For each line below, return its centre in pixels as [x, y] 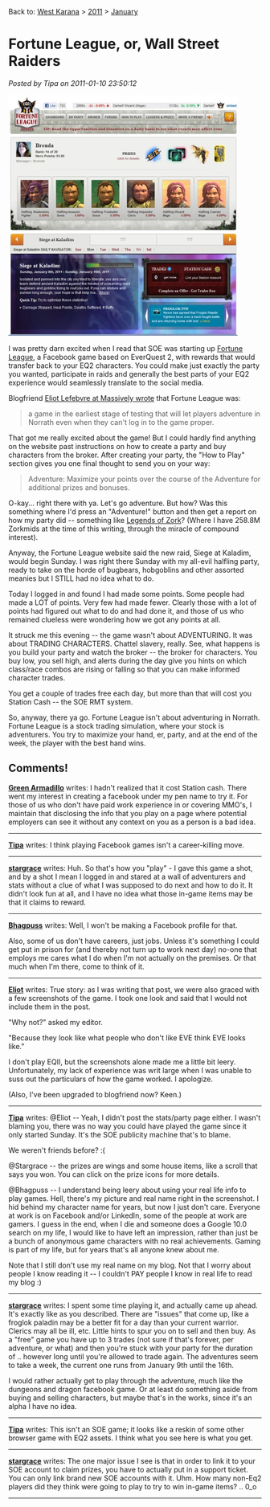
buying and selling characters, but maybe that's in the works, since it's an [130, 1398]
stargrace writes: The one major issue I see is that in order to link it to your [132, 1460]
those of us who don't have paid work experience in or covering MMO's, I [130, 805]
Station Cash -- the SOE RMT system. [71, 701]
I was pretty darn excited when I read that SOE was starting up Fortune [126, 348]
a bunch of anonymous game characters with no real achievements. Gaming [135, 1241]
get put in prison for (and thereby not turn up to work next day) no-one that [133, 949]
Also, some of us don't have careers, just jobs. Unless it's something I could [134, 941]
